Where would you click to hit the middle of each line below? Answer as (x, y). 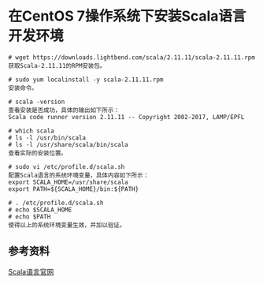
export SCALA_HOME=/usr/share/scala (68, 182)
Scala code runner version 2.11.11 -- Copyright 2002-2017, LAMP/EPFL (126, 117)
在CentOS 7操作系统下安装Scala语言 (127, 16)
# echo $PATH (30, 217)
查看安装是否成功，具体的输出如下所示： (64, 110)
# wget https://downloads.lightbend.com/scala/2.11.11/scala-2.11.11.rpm (132, 57)
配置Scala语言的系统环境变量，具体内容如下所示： (79, 175)
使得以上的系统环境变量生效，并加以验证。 (67, 225)
